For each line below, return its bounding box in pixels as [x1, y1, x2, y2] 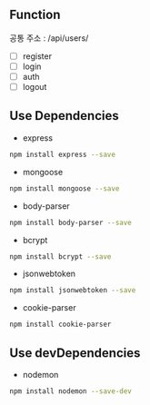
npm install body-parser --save [9, 218, 132, 227]
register [22, 50, 53, 62]
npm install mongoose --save [9, 183, 120, 193]
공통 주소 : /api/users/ [9, 32, 89, 44]
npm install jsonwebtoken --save [9, 286, 136, 295]
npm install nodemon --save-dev [9, 386, 132, 396]
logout [22, 82, 47, 92]
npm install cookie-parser [9, 320, 112, 330]
